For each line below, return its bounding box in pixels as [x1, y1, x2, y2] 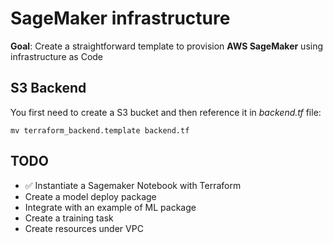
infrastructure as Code [10, 50, 104, 62]
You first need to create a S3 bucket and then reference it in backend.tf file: [10, 106, 322, 118]
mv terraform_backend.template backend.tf [10, 125, 190, 136]
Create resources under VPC [24, 222, 144, 234]
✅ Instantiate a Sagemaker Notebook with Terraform [24, 179, 242, 191]
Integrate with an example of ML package [24, 201, 197, 213]
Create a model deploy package [24, 190, 157, 202]
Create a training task [24, 212, 114, 224]
